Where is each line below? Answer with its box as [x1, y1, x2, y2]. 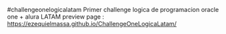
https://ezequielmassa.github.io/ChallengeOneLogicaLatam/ [7, 20, 177, 27]
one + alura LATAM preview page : [7, 13, 105, 21]
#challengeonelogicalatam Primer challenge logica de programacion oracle [7, 6, 219, 13]
